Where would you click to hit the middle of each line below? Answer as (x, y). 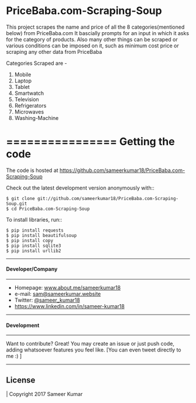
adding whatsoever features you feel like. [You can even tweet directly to (94, 350)
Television (27, 99)
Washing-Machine (36, 118)
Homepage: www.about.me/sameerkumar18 (67, 288)
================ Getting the (90, 142)
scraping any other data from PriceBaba (54, 51)
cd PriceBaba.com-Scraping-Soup (51, 209)
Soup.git (17, 204)
